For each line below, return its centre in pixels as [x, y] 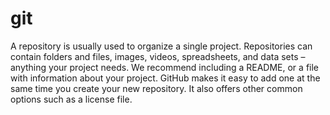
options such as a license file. [71, 99]
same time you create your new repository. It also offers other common [156, 88]
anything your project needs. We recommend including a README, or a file [165, 67]
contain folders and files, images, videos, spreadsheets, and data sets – [158, 56]
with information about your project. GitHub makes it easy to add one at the [165, 78]
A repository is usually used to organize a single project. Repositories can [161, 46]
